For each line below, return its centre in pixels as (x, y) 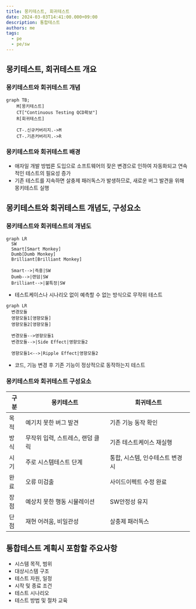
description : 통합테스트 (33, 22)
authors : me (20, 28)
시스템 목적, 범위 (33, 563)
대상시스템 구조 (32, 571)
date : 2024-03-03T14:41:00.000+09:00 (52, 17)
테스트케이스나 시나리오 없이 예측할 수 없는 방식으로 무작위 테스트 (88, 295)
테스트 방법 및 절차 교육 (41, 600)
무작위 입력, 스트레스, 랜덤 (59, 438)
